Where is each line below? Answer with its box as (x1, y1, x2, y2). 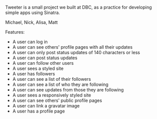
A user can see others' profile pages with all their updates (12, 44, 133, 50)
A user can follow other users (12, 60, 74, 66)
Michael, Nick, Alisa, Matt (5, 20, 58, 25)
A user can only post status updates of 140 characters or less (12, 50, 140, 55)
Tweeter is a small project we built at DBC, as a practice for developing (5, 5, 152, 10)
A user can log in (12, 39, 48, 45)
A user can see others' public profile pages (12, 97, 102, 103)
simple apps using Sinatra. (5, 10, 60, 16)
